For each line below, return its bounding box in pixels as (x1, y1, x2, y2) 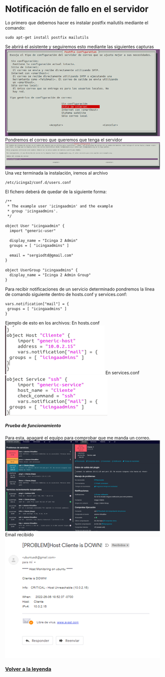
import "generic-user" (9, 229, 56, 234)
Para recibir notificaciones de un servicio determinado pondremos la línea (5, 286, 155, 292)
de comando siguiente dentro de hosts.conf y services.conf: (5, 292, 128, 297)
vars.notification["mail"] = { (5, 301, 69, 307)
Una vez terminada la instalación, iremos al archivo (5, 170, 108, 176)
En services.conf (105, 370, 140, 376)
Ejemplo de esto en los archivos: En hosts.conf (5, 320, 100, 326)
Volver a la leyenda (5, 666, 52, 673)
